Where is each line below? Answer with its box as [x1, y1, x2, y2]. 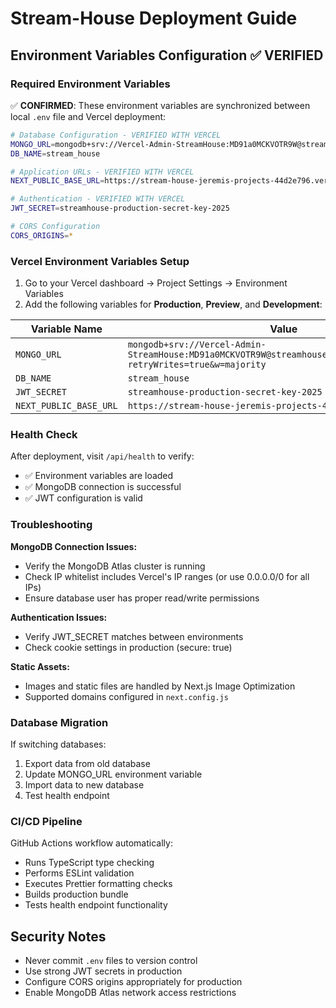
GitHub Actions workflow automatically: [10, 837, 173, 849]
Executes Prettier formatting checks [24, 878, 173, 890]
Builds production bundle [24, 888, 129, 901]
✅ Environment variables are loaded [24, 470, 174, 482]
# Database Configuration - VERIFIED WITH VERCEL [10, 130, 222, 140]
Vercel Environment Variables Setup [10, 254, 190, 268]
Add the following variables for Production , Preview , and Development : [24, 298, 323, 311]
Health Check [10, 427, 78, 441]
